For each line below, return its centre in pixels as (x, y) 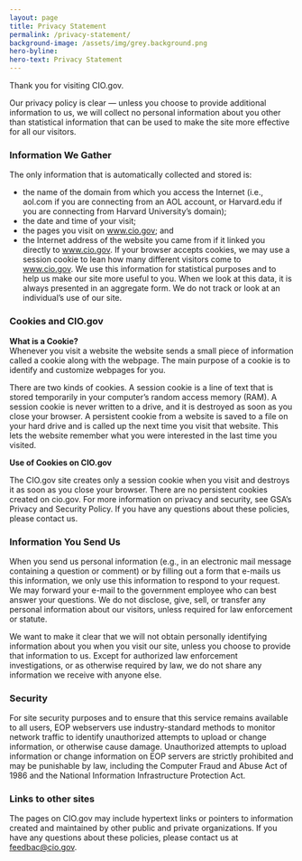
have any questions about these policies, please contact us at (124, 838)
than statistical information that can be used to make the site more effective (150, 122)
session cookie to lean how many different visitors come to (132, 259)
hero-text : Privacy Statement (66, 60)
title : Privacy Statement (58, 26)
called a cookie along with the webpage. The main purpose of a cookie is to (150, 360)
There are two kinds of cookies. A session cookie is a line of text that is (141, 387)
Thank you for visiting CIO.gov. (67, 85)
